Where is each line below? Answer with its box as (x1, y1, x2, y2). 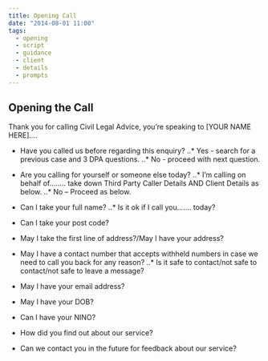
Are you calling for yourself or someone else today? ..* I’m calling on (19, 170, 246, 180)
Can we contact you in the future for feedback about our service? (19, 343, 237, 353)
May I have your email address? (19, 282, 125, 291)
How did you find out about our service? (19, 328, 154, 338)
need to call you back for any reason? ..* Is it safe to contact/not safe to (19, 258, 258, 267)
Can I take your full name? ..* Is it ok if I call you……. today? (19, 203, 216, 212)
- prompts (15, 71, 48, 79)
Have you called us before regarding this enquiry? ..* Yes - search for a (19, 146, 256, 156)
